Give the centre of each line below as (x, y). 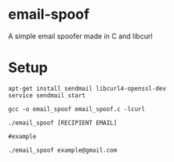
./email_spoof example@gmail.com (63, 150)
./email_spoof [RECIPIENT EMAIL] (63, 123)
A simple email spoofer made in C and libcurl (80, 36)
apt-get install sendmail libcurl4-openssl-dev (87, 88)
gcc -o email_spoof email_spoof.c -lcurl (77, 109)
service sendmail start (47, 95)
